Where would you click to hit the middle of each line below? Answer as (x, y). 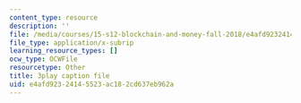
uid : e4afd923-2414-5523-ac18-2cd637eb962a (92, 84)
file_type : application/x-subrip (72, 43)
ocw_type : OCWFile (43, 59)
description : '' (39, 26)
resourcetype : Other (48, 68)
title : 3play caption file (60, 76)
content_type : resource (54, 17)
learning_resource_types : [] (64, 51)
